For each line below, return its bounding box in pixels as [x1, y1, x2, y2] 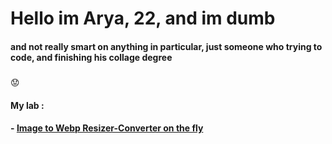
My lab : [10, 99, 45, 111]
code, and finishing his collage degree [10, 51, 173, 63]
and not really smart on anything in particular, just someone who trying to [10, 40, 323, 52]
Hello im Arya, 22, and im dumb [10, 7, 276, 30]
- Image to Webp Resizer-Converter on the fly [10, 122, 204, 134]
